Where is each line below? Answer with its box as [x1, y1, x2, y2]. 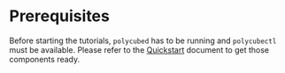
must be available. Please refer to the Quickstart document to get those [9, 44, 270, 55]
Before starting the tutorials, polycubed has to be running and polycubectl [9, 35, 277, 46]
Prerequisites [9, 6, 111, 26]
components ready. [9, 54, 81, 64]
